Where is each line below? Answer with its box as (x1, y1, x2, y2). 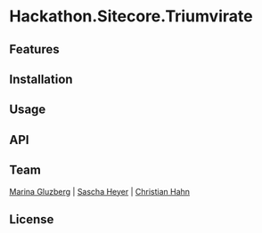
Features (9, 42, 60, 57)
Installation (9, 71, 73, 86)
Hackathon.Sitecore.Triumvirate (9, 6, 253, 27)
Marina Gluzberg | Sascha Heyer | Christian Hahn (9, 186, 190, 197)
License (9, 212, 54, 227)
